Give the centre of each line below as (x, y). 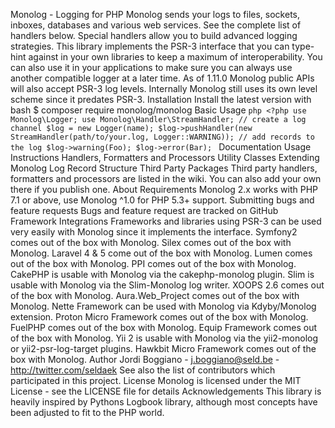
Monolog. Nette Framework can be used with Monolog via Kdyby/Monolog (163, 306)
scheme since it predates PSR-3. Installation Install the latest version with (161, 99)
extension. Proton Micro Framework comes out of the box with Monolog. (159, 317)
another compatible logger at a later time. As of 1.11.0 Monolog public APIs (162, 78)
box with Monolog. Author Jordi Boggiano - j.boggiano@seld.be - (145, 359)
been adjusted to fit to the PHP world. (87, 412)
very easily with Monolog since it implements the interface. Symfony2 (154, 232)
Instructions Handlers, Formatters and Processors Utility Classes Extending (165, 157)
